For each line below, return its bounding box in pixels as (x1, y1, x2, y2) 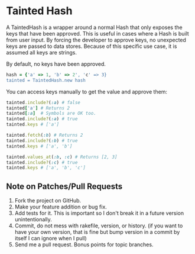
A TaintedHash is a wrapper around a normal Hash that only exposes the (6, 24, 183, 31)
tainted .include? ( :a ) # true (6, 116, 78, 122)
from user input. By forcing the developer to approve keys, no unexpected (6, 36, 186, 43)
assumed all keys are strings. (6, 49, 77, 56)
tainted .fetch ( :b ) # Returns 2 (6, 132, 83, 139)
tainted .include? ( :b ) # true (6, 137, 78, 143)
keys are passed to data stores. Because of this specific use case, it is (6, 43, 177, 50)
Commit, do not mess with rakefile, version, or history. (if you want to (14, 222, 183, 229)
